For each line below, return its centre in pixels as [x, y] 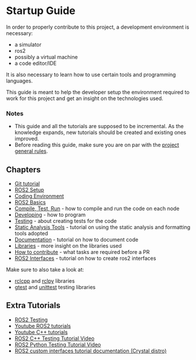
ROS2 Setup [29, 190]
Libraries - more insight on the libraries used [68, 246]
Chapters [23, 169]
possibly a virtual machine [46, 57]
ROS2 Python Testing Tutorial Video [58, 344]
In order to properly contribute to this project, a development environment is [98, 27]
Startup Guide [41, 11]
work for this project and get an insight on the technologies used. [85, 98]
